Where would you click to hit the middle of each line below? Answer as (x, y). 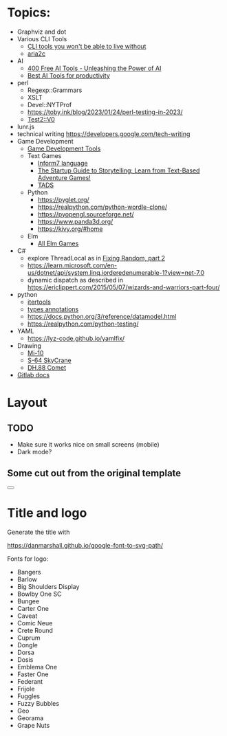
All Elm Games (58, 243)
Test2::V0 (41, 119)
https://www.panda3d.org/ (75, 221)
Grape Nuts (33, 725)
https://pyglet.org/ (63, 199)
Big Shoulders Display (48, 586)
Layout (27, 403)
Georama (30, 718)
